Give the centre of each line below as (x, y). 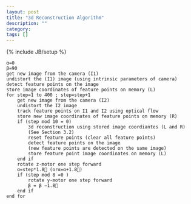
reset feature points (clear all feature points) (92, 138)
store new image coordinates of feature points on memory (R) (97, 116)
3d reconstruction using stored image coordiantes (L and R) (107, 127)
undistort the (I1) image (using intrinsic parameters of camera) (92, 79)
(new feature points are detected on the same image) (97, 149)
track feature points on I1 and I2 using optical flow (88, 111)
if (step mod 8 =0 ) (43, 175)
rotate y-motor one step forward (70, 180)
